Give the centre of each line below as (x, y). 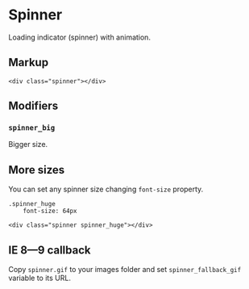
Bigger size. (28, 144)
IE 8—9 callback (50, 250)
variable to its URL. (39, 278)
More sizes (37, 170)
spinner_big (32, 128)
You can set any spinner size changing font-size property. (106, 189)
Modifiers (33, 106)
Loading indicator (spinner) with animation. (80, 37)
